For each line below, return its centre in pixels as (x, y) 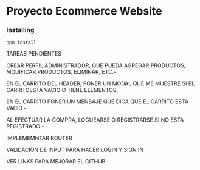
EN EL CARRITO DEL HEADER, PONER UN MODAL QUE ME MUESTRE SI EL (101, 83)
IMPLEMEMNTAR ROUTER (39, 138)
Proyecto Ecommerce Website (84, 11)
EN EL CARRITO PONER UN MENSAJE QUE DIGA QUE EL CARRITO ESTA (98, 102)
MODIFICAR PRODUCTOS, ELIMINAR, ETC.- (61, 72)
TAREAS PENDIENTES (34, 54)
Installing (20, 30)
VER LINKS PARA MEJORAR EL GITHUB (56, 162)
